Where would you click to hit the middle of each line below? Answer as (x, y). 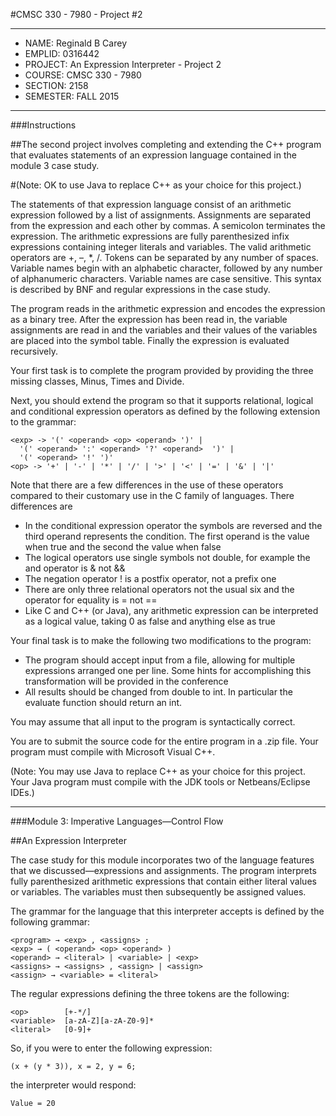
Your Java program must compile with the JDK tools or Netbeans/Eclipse (160, 782)
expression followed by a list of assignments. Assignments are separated (161, 215)
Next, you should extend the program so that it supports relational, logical (162, 400)
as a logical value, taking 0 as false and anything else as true (150, 621)
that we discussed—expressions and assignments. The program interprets (163, 870)
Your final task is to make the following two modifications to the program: (161, 640)
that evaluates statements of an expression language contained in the (153, 155)
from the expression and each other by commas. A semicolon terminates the (168, 225)
